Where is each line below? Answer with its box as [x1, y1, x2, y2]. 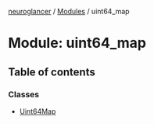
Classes [8, 89, 40, 100]
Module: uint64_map [8, 35, 147, 52]
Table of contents [8, 65, 95, 78]
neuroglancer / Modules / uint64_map [8, 7, 131, 16]
